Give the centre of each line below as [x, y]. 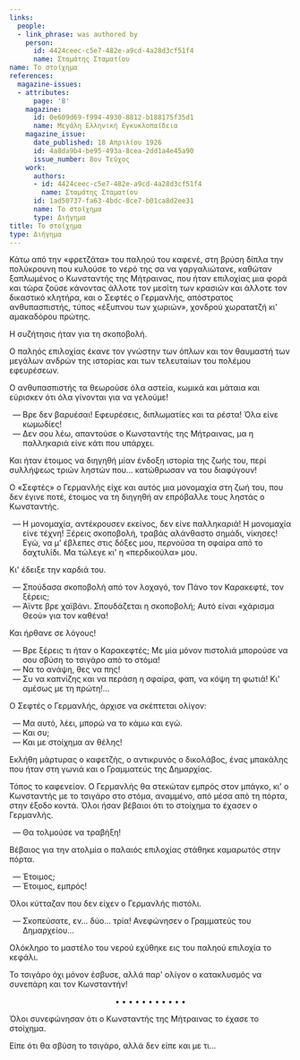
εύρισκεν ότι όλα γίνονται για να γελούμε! [89, 397]
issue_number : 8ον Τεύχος [81, 159]
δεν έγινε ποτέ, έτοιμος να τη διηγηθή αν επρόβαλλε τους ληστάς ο [137, 497]
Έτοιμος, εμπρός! [55, 886]
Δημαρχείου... [48, 931]
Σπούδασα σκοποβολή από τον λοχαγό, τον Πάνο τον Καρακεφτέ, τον [153, 587]
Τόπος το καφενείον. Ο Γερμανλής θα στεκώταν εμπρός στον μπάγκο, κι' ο [149, 787]
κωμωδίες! [42, 424]
